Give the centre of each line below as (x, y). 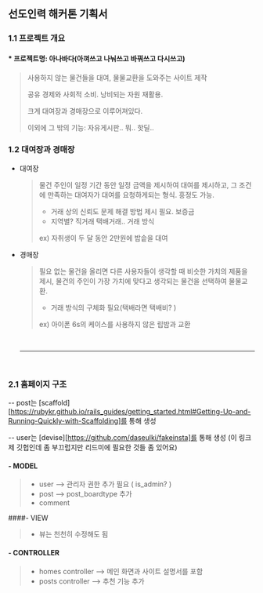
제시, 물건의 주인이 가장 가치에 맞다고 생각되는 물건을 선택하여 (133, 281)
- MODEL (23, 466)
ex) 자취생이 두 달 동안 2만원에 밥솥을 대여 (103, 238)
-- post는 (23, 403)
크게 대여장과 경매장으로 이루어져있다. (85, 111)
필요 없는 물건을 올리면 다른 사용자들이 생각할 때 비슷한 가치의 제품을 (143, 271)
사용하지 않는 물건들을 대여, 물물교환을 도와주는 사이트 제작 (117, 78)
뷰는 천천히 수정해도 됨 (74, 534)
